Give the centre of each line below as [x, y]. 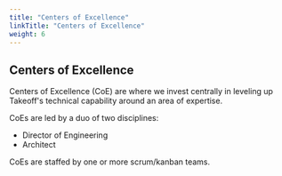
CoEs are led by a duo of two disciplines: [84, 118]
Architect [39, 145]
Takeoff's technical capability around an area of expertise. [116, 101]
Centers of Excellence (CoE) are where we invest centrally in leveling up [141, 92]
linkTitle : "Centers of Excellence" [77, 26]
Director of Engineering [65, 135]
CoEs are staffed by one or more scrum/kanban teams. [110, 162]
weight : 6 [28, 34]
